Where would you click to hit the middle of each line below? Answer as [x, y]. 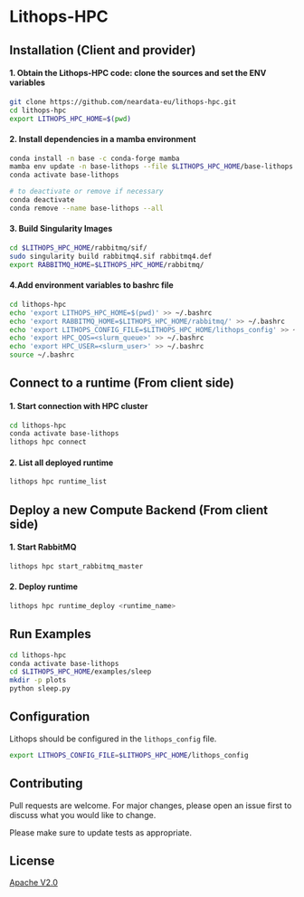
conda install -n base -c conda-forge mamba [95, 158]
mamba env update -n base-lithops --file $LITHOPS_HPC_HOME [125, 167]
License [32, 860]
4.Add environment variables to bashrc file [91, 285]
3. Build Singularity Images [61, 229]
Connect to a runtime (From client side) [122, 383]
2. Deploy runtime [44, 587]
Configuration [50, 717]
